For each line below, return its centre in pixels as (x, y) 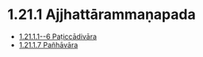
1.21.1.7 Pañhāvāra (48, 44)
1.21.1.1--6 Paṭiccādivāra (57, 36)
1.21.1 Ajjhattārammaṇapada (101, 15)
